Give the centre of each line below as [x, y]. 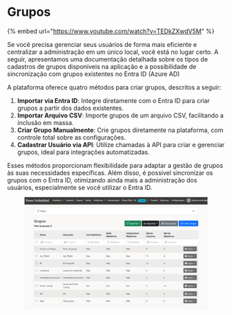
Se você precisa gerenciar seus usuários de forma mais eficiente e [102, 44]
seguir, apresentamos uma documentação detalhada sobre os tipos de [108, 59]
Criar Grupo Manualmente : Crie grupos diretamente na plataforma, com [120, 130]
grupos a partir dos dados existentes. [70, 108]
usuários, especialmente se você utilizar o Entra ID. [80, 187]
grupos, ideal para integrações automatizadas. [83, 152]
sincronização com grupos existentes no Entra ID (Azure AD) [94, 74]
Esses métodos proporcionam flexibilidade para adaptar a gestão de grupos [115, 165]
